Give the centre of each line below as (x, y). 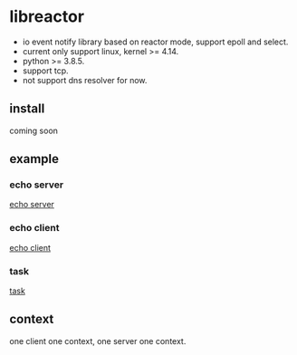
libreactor (47, 17)
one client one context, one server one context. (98, 341)
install (27, 109)
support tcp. (46, 71)
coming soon (34, 130)
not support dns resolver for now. (85, 80)
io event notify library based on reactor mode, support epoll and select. (155, 42)
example (34, 159)
